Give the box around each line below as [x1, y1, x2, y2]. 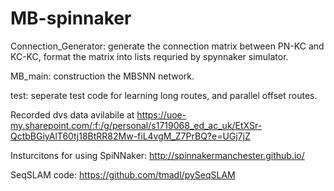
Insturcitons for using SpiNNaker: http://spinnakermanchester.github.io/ [10, 149, 305, 161]
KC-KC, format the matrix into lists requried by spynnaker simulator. [10, 50, 289, 62]
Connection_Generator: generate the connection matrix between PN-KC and [10, 40, 325, 52]
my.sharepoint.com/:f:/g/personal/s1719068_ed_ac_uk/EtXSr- [10, 119, 263, 131]
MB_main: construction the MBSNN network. [10, 70, 195, 82]
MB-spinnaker [10, 7, 132, 30]
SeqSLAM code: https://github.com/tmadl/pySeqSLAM [10, 168, 236, 181]
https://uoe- [136, 108, 187, 121]
